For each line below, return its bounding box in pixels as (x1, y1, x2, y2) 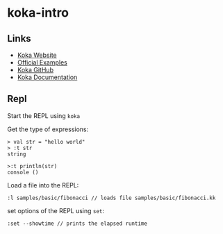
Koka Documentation (17, 73, 78, 81)
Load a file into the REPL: (7, 181, 79, 189)
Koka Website (17, 51, 57, 59)
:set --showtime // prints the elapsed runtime (7, 220, 148, 227)
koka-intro (7, 5, 69, 21)
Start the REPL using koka (7, 111, 81, 119)
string (7, 151, 26, 158)
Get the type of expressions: (7, 125, 89, 133)
